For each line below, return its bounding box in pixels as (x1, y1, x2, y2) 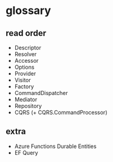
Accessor (14, 57, 39, 64)
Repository (14, 102, 42, 110)
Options (14, 63, 35, 71)
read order (5, 28, 47, 38)
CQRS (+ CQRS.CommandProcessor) (14, 109, 108, 116)
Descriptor (14, 44, 41, 51)
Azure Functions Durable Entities (14, 143, 97, 150)
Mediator (14, 96, 38, 103)
